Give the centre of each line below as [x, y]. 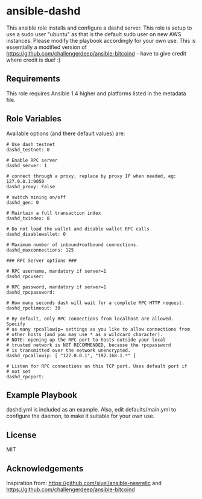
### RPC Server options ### [42, 261]
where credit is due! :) [33, 60]
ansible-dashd [43, 11]
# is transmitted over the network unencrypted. [68, 350]
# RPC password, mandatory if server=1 [56, 287]
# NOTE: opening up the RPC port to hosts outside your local [86, 340]
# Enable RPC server [32, 160]
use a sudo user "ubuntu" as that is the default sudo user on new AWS [94, 34]
